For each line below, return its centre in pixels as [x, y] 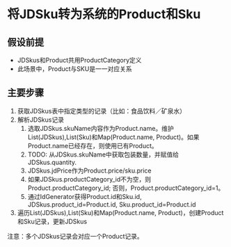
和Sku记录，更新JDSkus [52, 221]
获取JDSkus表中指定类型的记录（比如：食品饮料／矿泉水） [102, 111]
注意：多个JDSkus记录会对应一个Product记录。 [75, 236]
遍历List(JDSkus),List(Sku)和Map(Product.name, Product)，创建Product [120, 212]
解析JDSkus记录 [41, 120]
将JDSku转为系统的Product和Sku [104, 14]
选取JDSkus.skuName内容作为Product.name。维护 [101, 128]
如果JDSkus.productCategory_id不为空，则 [89, 179]
